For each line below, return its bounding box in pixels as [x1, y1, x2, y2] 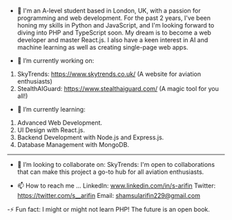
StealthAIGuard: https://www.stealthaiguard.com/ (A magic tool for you [17, 85, 219, 92]
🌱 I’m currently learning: [17, 106, 86, 113]
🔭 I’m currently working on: [17, 57, 95, 65]
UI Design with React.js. [17, 126, 85, 134]
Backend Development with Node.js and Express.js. [17, 133, 164, 141]
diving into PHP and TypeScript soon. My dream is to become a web [17, 28, 212, 37]
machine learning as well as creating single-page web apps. [17, 43, 188, 51]
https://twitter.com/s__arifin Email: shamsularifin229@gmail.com [17, 192, 200, 199]
